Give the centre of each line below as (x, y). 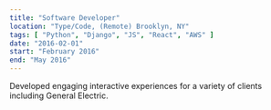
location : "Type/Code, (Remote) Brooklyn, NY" (99, 26)
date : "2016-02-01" (47, 43)
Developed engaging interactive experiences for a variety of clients (136, 86)
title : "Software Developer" (65, 18)
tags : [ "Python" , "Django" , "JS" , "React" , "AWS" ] (112, 35)
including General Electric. (59, 95)
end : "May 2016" (40, 60)
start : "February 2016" (55, 52)
